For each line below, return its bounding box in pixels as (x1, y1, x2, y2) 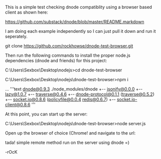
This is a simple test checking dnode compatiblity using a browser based (5, 4, 152, 10)
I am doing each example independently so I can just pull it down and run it (5, 28, 156, 34)
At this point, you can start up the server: (5, 111, 88, 117)
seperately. (5, 34, 28, 39)
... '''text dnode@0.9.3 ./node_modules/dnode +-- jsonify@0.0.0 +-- (5, 86, 143, 92)
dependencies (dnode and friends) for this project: (5, 58, 107, 63)
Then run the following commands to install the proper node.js (5, 52, 131, 58)
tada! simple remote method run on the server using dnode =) (5, 139, 130, 145)
